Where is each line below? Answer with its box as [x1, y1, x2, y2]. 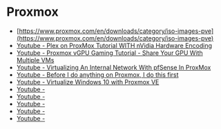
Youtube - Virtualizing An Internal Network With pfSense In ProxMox [16, 63, 211, 71]
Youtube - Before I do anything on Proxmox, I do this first [16, 70, 179, 79]
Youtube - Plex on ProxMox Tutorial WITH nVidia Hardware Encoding [16, 41, 212, 49]
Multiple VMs [16, 56, 55, 64]
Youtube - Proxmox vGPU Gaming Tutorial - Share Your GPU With [16, 49, 203, 57]
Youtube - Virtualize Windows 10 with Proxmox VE [16, 78, 160, 86]
